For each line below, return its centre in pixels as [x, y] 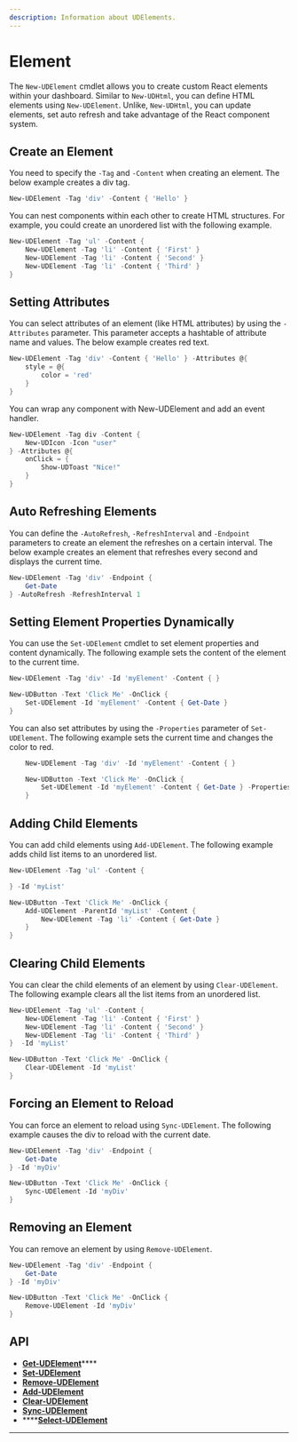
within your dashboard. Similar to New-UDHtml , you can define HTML [132, 95]
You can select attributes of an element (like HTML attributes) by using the [145, 323]
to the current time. [44, 662]
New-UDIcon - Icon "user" [71, 442]
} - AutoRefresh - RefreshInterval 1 [75, 594]
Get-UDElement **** [59, 1363]
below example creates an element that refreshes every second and [133, 552]
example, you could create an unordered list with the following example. [141, 225]
